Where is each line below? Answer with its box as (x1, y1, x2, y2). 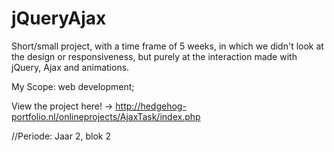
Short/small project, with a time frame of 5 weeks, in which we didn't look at (11, 40, 324, 52)
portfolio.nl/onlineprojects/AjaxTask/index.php (11, 110, 201, 122)
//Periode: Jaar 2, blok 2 (11, 130, 111, 142)
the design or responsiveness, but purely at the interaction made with (11, 50, 298, 62)
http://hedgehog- (115, 100, 187, 112)
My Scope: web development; (11, 80, 135, 92)
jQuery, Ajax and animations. (11, 61, 130, 73)
